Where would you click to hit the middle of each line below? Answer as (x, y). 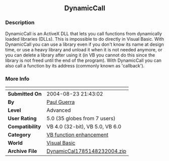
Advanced (59, 110)
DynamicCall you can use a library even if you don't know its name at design (84, 44)
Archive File (22, 151)
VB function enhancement (77, 134)
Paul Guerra (61, 102)
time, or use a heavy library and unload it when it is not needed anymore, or (84, 49)
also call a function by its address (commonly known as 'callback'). (75, 65)
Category (19, 134)
